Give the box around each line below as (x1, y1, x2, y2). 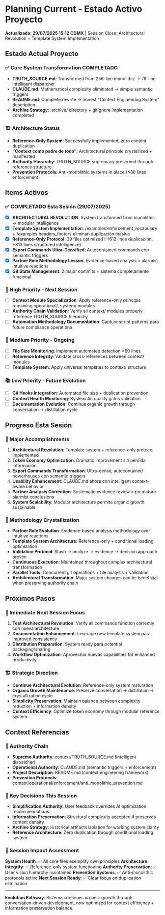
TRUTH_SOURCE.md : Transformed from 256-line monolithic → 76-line (12, 75, 156, 82)
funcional (12, 274, 31, 280)
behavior (26, 483, 44, 490)
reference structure (12, 164, 52, 170)
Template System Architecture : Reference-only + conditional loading (12, 538, 154, 544)
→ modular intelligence (12, 220, 59, 226)
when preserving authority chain (12, 580, 79, 586)
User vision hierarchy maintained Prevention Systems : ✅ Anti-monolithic (5, 869, 153, 875)
